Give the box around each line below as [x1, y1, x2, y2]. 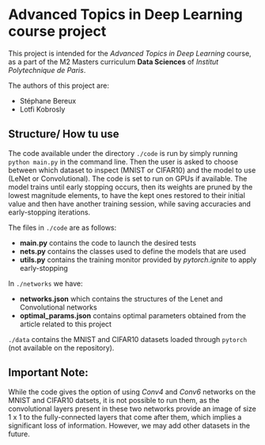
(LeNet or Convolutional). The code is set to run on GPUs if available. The [8, 173, 248, 183]
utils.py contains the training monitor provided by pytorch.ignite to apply [19, 255, 257, 264]
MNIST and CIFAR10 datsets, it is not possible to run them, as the [8, 395, 220, 405]
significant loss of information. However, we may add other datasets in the [8, 420, 251, 430]
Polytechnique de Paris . [8, 65, 86, 74]
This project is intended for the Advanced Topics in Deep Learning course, [8, 48, 252, 58]
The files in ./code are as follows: [8, 222, 117, 232]
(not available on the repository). [8, 343, 115, 352]
